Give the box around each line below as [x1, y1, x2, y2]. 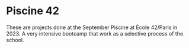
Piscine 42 [6, 4, 59, 18]
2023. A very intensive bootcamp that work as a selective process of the [6, 30, 184, 37]
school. [6, 36, 24, 43]
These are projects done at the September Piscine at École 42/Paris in [6, 24, 178, 31]
